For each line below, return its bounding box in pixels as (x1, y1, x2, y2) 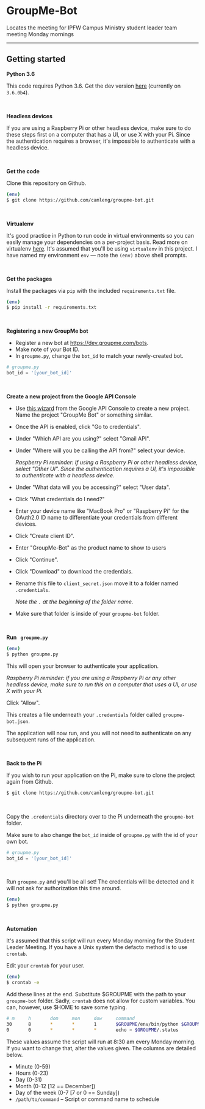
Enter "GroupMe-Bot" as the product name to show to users (15, 544, 167, 551)
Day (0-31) (15, 1076, 43, 1083)
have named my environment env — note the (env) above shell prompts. (6, 251, 187, 259)
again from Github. (6, 778, 54, 785)
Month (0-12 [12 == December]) (15, 1082, 96, 1089)
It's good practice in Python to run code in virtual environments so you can (6, 232, 194, 239)
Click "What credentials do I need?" (15, 496, 105, 502)
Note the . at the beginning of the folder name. (15, 598, 134, 605)
